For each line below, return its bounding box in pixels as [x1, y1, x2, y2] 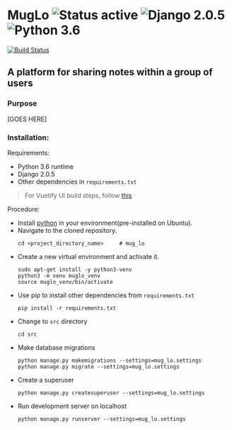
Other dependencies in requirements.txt [17, 177, 137, 186]
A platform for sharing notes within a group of [7, 66, 214, 78]
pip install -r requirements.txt [17, 304, 117, 312]
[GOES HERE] [7, 114, 47, 123]
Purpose [7, 99, 37, 109]
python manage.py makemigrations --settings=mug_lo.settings [17, 357, 202, 364]
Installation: [7, 132, 50, 142]
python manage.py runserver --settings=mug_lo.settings [17, 415, 186, 422]
